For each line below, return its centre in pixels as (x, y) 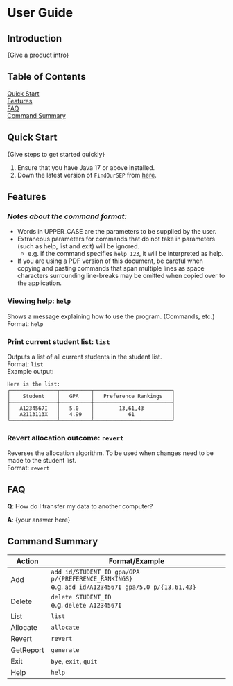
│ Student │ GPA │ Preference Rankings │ (91, 396)
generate (65, 650)
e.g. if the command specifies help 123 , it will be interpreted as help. (126, 254)
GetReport (27, 650)
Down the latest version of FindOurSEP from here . (87, 175)
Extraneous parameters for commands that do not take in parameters (116, 239)
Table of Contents (47, 77)
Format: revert (28, 468)
